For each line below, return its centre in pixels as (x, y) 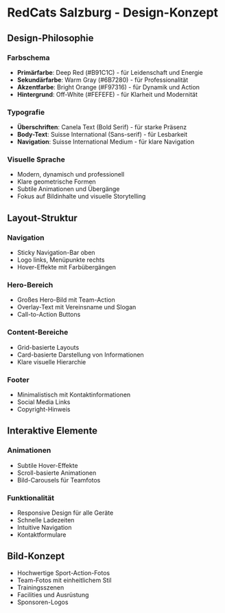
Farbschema (28, 58)
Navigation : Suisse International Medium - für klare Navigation (106, 142)
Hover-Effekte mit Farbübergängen (67, 267)
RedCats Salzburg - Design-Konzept (113, 13)
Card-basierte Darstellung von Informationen (80, 355)
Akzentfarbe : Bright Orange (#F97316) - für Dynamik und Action (108, 87)
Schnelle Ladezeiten (46, 520)
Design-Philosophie (50, 38)
